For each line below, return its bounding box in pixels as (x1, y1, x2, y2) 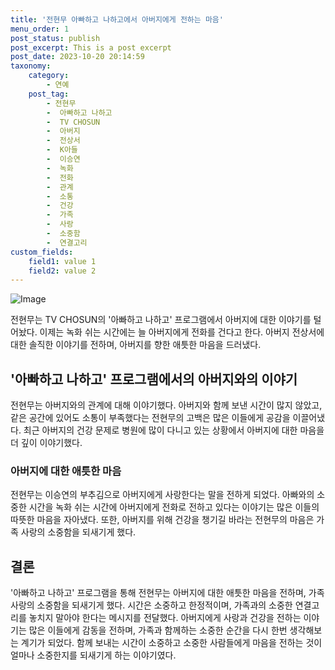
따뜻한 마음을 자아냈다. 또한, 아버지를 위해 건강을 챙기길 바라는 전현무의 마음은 (10, 514, 315, 526)
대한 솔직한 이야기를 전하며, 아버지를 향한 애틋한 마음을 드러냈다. (10, 339, 262, 351)
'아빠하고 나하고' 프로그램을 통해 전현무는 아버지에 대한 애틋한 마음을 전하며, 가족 (10, 587, 325, 599)
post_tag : (28, 89, 70, 99)
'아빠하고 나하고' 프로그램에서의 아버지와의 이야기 (10, 371, 298, 388)
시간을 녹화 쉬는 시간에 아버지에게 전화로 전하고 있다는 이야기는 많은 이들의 (28, 501, 320, 513)
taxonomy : (10, 61, 52, 71)
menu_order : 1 (10, 24, 70, 34)
